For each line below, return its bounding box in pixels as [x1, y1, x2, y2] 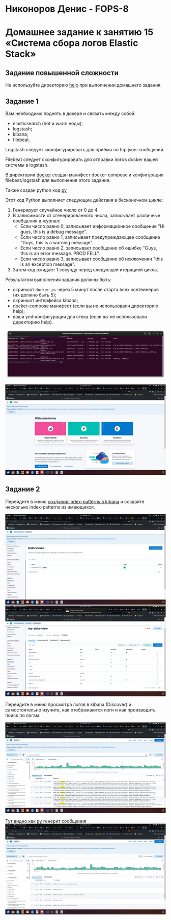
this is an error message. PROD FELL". [20, 250, 100, 256]
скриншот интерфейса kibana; [12, 297, 78, 303]
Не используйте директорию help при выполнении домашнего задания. [5, 82, 162, 88]
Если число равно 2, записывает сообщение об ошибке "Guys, [20, 245, 158, 251]
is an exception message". [20, 261, 75, 267]
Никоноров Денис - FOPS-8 [5, 3, 129, 15]
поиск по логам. [5, 712, 41, 718]
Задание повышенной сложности [5, 68, 119, 77]
